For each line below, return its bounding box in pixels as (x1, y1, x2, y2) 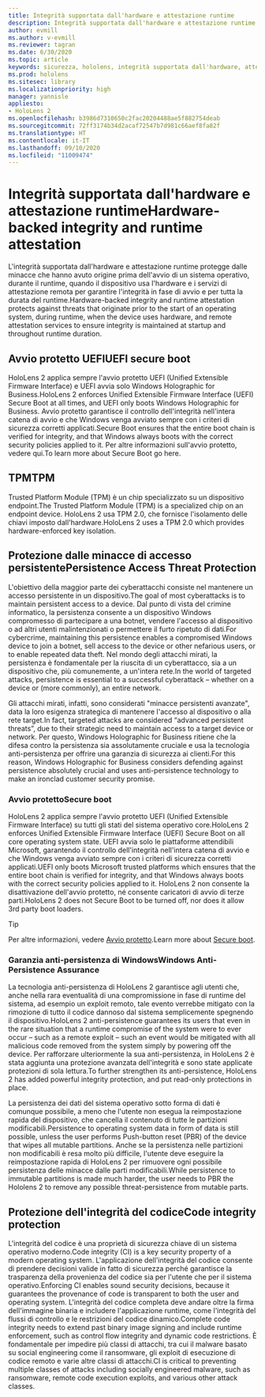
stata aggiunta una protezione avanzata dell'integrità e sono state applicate (8, 1058, 253, 1067)
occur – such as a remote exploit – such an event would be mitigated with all (8, 1033, 256, 1042)
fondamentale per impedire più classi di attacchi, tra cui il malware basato (8, 1339, 248, 1349)
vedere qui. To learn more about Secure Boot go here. (8, 448, 181, 458)
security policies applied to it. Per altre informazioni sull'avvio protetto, (8, 440, 237, 449)
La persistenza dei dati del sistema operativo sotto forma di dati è (8, 1098, 221, 1108)
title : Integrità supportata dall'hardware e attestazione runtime (8, 11, 235, 20)
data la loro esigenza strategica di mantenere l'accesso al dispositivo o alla (8, 707, 252, 716)
